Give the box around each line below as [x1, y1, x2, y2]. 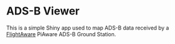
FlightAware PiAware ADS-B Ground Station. [6, 30, 116, 37]
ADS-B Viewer [6, 4, 80, 18]
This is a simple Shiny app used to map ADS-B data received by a [6, 24, 170, 31]
